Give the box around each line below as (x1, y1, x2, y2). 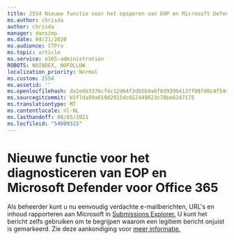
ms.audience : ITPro (7, 42, 64, 49)
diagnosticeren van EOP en (7, 165, 167, 181)
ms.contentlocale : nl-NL (7, 107, 79, 114)
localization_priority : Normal (7, 68, 98, 75)
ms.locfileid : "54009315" (7, 120, 82, 127)
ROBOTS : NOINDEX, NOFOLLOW (7, 62, 86, 69)
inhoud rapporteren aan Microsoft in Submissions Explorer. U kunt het (7, 210, 208, 218)
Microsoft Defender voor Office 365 (7, 179, 219, 195)
